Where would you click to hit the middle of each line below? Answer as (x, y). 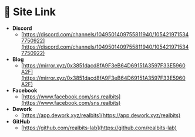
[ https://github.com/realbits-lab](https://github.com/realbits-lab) (99, 128)
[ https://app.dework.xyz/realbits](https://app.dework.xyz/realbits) (101, 115)
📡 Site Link (30, 12)
